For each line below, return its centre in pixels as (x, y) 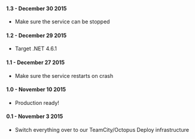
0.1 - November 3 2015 (35, 116)
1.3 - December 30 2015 (36, 8)
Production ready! (37, 102)
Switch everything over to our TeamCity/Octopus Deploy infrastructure (102, 130)
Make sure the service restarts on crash (64, 75)
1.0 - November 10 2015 (36, 89)
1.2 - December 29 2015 (36, 35)
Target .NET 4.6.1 (36, 49)
